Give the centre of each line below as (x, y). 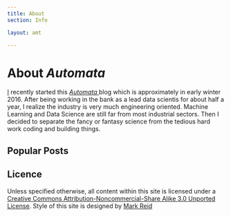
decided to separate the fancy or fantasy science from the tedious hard (109, 121)
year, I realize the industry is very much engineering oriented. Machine (108, 107)
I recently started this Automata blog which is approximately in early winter (114, 92)
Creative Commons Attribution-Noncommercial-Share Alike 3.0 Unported (111, 198)
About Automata (56, 73)
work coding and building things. (54, 129)
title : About (26, 14)
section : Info (28, 20)
